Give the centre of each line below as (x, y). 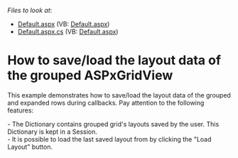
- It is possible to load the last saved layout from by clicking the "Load (109, 139)
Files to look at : (30, 10)
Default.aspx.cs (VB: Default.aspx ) (68, 32)
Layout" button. (30, 147)
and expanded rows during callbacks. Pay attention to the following (106, 102)
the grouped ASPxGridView (90, 76)
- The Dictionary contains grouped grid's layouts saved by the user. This (113, 124)
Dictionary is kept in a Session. (53, 132)
